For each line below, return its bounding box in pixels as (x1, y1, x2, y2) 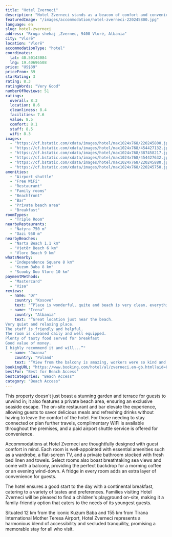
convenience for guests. (5, 473, 57, 479)
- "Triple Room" (10, 217, 45, 222)
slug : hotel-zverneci (5, 27, 52, 32)
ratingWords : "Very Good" (5, 83, 60, 89)
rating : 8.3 (5, 79, 31, 84)
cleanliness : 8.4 (10, 108, 47, 113)
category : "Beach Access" (5, 379, 60, 384)
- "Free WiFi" (10, 179, 40, 184)
